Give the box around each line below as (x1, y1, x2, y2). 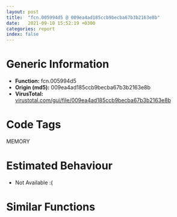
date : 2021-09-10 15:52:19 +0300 (6, 20, 96, 26)
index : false (6, 31, 39, 37)
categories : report (6, 25, 55, 32)
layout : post (6, 8, 39, 15)
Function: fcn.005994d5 (14, 77, 77, 85)
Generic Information (6, 57, 110, 71)
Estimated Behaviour (6, 159, 113, 173)
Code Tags (6, 118, 61, 132)
